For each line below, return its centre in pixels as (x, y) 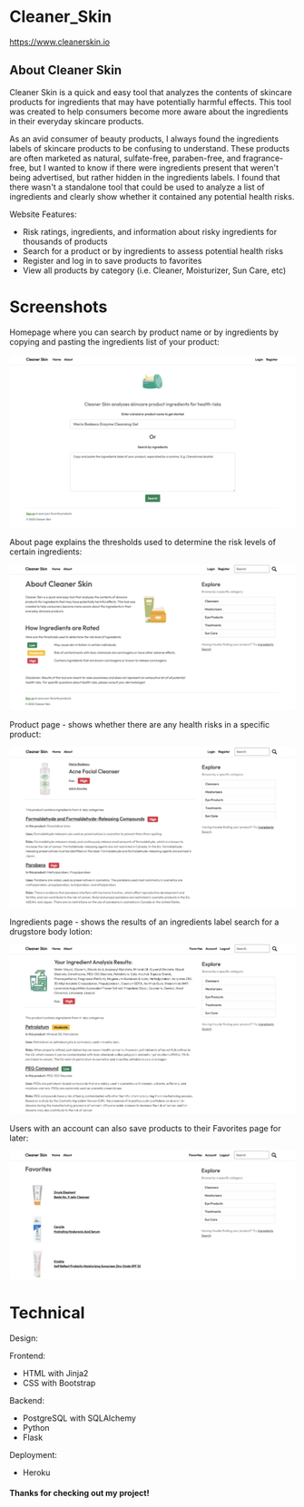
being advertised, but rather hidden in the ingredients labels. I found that (145, 177)
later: (19, 1138)
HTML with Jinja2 (55, 1373)
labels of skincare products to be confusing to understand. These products (150, 148)
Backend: (27, 1400)
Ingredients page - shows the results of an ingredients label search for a (144, 922)
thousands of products (65, 241)
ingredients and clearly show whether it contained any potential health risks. (152, 196)
